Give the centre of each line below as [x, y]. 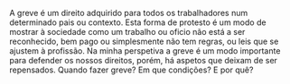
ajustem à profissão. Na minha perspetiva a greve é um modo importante [145, 51]
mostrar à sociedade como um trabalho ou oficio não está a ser [127, 32]
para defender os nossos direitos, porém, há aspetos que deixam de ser [144, 60]
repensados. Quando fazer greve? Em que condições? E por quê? [131, 70]
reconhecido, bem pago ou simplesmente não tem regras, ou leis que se [144, 41]
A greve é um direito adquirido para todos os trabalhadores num [129, 13]
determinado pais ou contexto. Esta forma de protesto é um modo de [138, 22]
